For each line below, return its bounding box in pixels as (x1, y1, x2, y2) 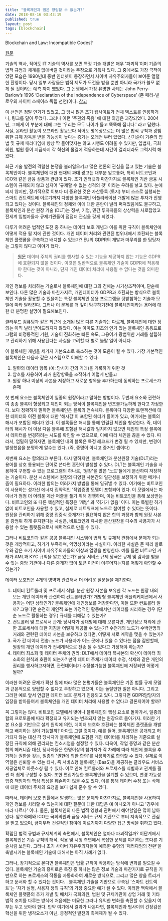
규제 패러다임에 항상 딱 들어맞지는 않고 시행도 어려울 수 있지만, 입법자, (16, 140, 152, 146)
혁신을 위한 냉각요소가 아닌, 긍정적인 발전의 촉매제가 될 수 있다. (5, 910, 128, 916)
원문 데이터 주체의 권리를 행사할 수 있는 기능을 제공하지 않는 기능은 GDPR (17, 254, 161, 260)
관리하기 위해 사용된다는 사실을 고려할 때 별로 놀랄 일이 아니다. (10, 338, 132, 344)
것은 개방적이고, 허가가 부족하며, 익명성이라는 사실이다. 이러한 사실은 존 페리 (5, 541, 154, 547)
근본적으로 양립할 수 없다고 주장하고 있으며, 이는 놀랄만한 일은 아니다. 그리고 (10, 686, 159, 692)
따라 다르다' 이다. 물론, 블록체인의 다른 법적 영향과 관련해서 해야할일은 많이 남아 (5, 807, 160, 813)
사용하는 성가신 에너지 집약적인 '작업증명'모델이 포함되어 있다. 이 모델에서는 (10, 487, 158, 493)
